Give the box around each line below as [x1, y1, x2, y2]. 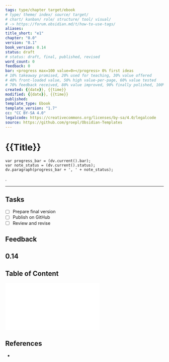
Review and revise [12, 220, 51, 226]
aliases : [5, 26, 24, 31]
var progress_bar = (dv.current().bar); [5, 158, 92, 163]
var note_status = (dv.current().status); [5, 162, 96, 168]
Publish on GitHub [12, 214, 50, 220]
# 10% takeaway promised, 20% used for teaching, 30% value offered [5, 73, 152, 78]
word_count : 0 [5, 59, 35, 64]
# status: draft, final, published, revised [5, 54, 100, 59]
